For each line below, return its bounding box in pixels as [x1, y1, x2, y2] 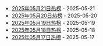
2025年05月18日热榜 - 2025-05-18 [11, 26, 95, 33]
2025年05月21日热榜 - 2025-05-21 [11, 5, 95, 11]
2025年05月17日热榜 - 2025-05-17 [11, 34, 95, 40]
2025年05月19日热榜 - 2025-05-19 [11, 20, 95, 26]
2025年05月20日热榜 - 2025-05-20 [11, 12, 97, 19]
